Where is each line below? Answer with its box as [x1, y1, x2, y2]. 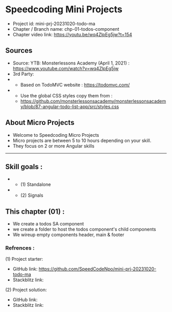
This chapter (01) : [5, 207, 65, 216]
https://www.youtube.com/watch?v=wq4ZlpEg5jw [12, 65, 119, 71]
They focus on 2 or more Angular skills [12, 142, 95, 149]
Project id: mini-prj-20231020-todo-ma [12, 20, 96, 27]
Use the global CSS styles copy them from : [20, 92, 113, 98]
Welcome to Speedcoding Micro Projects [12, 132, 99, 138]
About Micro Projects [5, 118, 75, 127]
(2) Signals [20, 192, 44, 198]
